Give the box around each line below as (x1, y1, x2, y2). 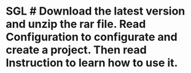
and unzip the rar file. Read (6, 17, 146, 31)
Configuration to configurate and (6, 30, 177, 44)
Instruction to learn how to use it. (6, 56, 178, 70)
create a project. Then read (6, 43, 147, 57)
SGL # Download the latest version (6, 4, 185, 18)
